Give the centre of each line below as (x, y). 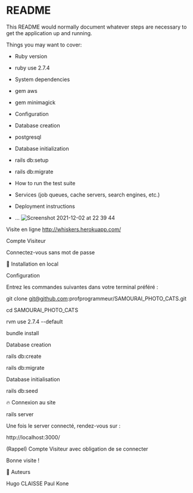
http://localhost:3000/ (33, 437)
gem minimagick (35, 102)
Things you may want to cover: (44, 45)
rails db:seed (22, 391)
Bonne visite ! (23, 460)
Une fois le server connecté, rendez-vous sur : (63, 426)
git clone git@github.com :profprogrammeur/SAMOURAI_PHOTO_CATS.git (96, 298)
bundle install (23, 333)
